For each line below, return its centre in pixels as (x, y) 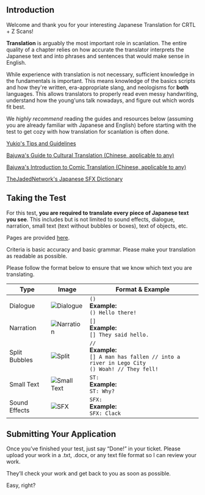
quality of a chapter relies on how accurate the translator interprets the (95, 49)
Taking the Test (36, 198)
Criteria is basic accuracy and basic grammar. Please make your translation (101, 249)
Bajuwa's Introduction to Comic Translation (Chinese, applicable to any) (96, 167)
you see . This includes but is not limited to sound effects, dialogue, (91, 219)
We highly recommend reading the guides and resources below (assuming (100, 118)
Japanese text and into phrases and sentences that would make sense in (98, 56)
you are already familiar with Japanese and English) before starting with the (101, 125)
